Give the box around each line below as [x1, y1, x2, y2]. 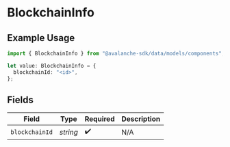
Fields [7, 94, 34, 105]
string [59, 127, 79, 137]
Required [84, 114, 115, 124]
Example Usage [7, 32, 75, 44]
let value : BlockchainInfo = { [7, 62, 97, 69]
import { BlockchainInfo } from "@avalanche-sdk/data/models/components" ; [7, 50, 225, 57]
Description [121, 114, 161, 124]
